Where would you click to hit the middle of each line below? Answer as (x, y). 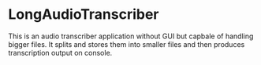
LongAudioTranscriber (84, 14)
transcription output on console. (60, 52)
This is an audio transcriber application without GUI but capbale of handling (131, 36)
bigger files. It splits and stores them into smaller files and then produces (127, 44)
